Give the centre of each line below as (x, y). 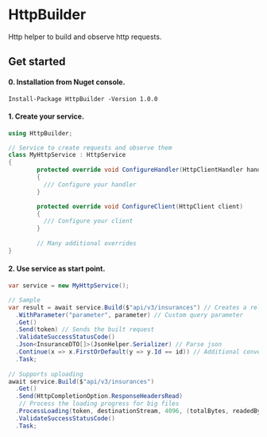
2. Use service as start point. (57, 269)
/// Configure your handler (90, 185)
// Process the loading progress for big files (99, 404)
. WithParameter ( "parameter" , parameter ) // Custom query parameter (130, 315)
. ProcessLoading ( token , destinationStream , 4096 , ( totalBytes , (122, 412)
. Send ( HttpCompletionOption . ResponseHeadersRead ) (99, 396)
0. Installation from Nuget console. (67, 82)
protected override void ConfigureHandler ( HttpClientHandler (140, 170)
